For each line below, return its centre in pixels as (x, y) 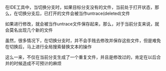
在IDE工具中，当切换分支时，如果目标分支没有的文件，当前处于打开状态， (80, 7)
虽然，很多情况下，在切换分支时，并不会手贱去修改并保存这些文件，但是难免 (83, 40)
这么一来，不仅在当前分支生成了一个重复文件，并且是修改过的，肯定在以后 (81, 57)
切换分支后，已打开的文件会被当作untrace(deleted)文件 (74, 13)
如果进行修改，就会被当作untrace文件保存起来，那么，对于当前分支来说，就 (82, 24)
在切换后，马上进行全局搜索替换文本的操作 (48, 47)
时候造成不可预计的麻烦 (38, 63)
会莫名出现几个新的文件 (29, 30)
